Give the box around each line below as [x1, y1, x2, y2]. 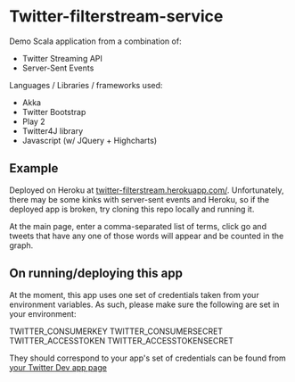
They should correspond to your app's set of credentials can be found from [9, 353, 287, 363]
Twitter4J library [21, 125, 84, 136]
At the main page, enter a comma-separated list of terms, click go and [9, 220, 267, 231]
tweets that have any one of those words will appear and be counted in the [9, 230, 284, 241]
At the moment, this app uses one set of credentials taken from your [9, 289, 260, 300]
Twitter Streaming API [21, 53, 102, 63]
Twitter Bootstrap [21, 106, 86, 117]
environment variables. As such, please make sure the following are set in [9, 299, 280, 310]
